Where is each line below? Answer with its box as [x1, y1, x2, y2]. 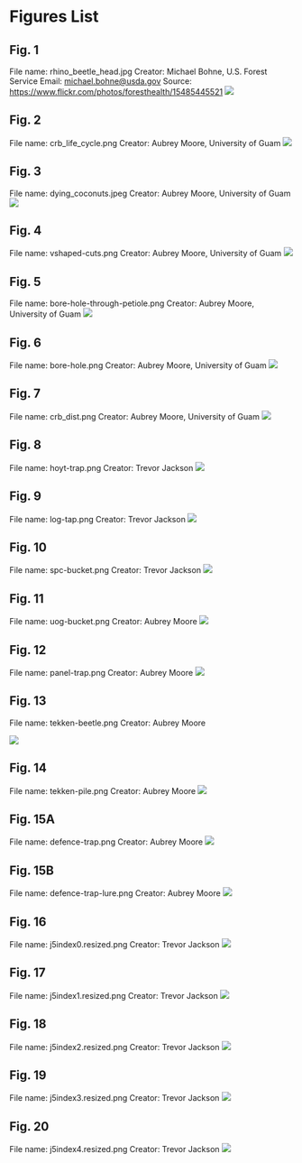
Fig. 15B [9, 863, 54, 878]
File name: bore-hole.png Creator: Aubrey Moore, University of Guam [9, 360, 268, 371]
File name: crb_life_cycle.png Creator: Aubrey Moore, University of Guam [9, 137, 281, 148]
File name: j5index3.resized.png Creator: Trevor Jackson [9, 1093, 220, 1103]
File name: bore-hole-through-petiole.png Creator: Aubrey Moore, [9, 298, 255, 309]
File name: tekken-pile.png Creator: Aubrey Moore [9, 785, 197, 796]
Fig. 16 [9, 914, 47, 929]
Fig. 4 [9, 223, 42, 238]
